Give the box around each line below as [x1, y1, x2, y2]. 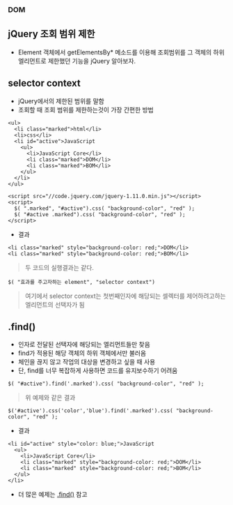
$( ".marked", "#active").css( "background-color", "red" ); [14, 204, 195, 212]
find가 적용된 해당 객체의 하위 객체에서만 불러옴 [17, 349, 147, 357]
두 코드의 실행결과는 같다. [24, 263, 95, 271]
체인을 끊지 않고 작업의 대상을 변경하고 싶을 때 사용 [17, 358, 156, 366]
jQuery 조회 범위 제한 [8, 28, 95, 40]
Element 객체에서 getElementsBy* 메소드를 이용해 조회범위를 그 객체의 [17, 47, 212, 56]
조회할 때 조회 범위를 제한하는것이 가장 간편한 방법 [17, 105, 154, 114]
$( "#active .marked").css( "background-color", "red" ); [14, 211, 186, 218]
